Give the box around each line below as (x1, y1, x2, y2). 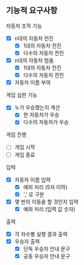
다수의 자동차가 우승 (23, 119, 69, 126)
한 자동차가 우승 (23, 111, 60, 119)
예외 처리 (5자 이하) (23, 183, 68, 190)
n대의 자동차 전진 (14, 35, 54, 42)
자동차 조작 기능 (6, 22, 43, 29)
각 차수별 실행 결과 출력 (14, 230, 68, 237)
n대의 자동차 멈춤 (14, 57, 54, 63)
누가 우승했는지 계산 (14, 104, 60, 111)
